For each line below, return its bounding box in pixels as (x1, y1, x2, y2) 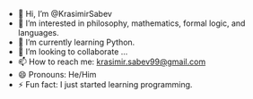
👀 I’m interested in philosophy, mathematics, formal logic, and (17, 18, 246, 29)
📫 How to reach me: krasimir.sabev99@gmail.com (17, 56, 206, 67)
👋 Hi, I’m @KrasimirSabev (17, 9, 112, 19)
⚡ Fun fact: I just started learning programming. (17, 79, 193, 89)
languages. (17, 28, 60, 37)
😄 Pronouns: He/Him (17, 70, 97, 79)
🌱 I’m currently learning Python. (17, 37, 135, 47)
